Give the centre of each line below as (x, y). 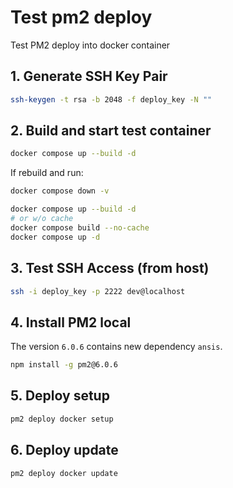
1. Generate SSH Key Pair (89, 76)
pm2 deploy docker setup (62, 419)
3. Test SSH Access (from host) (110, 268)
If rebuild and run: (47, 173)
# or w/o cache (42, 219)
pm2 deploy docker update (64, 473)
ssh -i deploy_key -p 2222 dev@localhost (98, 291)
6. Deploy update (64, 450)
